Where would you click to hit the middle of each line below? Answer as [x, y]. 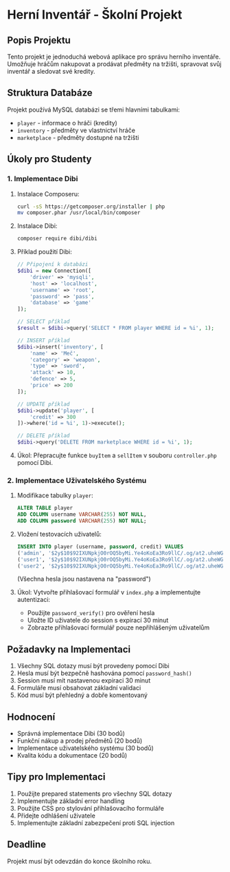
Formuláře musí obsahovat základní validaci [79, 688]
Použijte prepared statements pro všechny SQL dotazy [94, 793]
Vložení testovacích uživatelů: [59, 534]
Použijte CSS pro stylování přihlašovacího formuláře [91, 808]
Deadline [27, 845]
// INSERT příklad [43, 340]
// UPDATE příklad [43, 404]
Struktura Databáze [50, 93]
